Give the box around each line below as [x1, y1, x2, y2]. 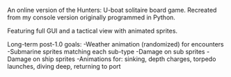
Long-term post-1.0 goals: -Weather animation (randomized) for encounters [7, 40, 224, 48]
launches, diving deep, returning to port [7, 62, 121, 70]
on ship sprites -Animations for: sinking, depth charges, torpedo [32, 55, 216, 63]
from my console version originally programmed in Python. [7, 13, 176, 22]
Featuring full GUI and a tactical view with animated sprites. [7, 27, 178, 35]
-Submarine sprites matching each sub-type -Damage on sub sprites [7, 48, 205, 55]
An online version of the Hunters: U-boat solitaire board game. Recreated [7, 6, 217, 14]
